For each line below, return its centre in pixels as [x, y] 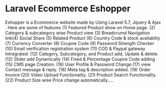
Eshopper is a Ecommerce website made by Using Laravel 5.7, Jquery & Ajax [83, 22]
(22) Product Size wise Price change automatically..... [60, 80]
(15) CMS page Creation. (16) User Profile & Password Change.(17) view [78, 64]
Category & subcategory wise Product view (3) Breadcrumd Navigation [78, 33]
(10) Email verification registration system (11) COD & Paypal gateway [75, 48]
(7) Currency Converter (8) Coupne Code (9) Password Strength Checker [80, 43]
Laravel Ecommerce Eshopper [68, 9]
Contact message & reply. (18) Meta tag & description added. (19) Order [78, 69]
